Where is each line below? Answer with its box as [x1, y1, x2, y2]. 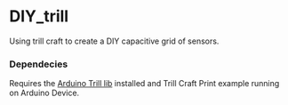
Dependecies [9, 58, 68, 70]
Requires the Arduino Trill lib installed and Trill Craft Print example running [9, 78, 280, 89]
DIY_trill [9, 6, 69, 27]
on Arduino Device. [9, 87, 80, 99]
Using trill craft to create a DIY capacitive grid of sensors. [9, 36, 220, 46]
